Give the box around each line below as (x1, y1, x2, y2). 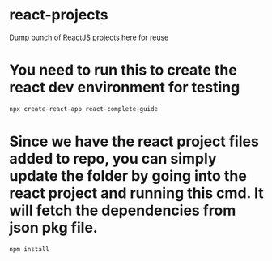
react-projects (9, 6, 108, 24)
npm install (9, 245, 49, 253)
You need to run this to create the (9, 61, 237, 79)
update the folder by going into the (9, 166, 248, 185)
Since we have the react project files (9, 132, 260, 151)
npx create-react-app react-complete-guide (9, 105, 159, 113)
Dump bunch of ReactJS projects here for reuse (9, 32, 169, 42)
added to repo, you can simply (9, 149, 217, 168)
